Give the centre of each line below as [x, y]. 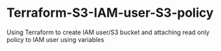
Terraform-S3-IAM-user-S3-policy [110, 13]
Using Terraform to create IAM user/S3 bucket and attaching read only [108, 32]
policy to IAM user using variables [55, 39]
